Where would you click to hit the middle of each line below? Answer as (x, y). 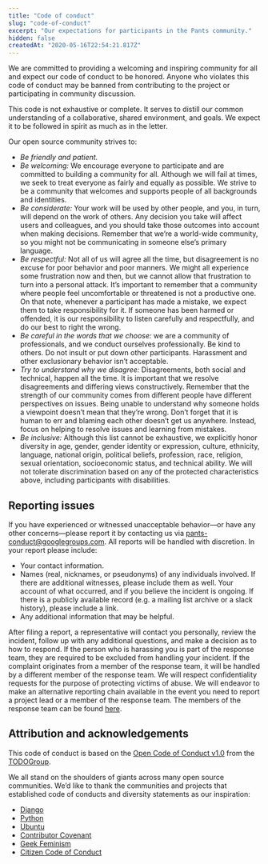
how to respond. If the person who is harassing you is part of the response (131, 649)
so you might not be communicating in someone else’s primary (123, 242)
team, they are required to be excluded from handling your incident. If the (129, 658)
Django (32, 810)
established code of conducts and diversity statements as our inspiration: (129, 794)
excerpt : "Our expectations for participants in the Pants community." (130, 30)
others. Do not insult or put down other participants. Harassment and (134, 353)
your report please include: (53, 550)
